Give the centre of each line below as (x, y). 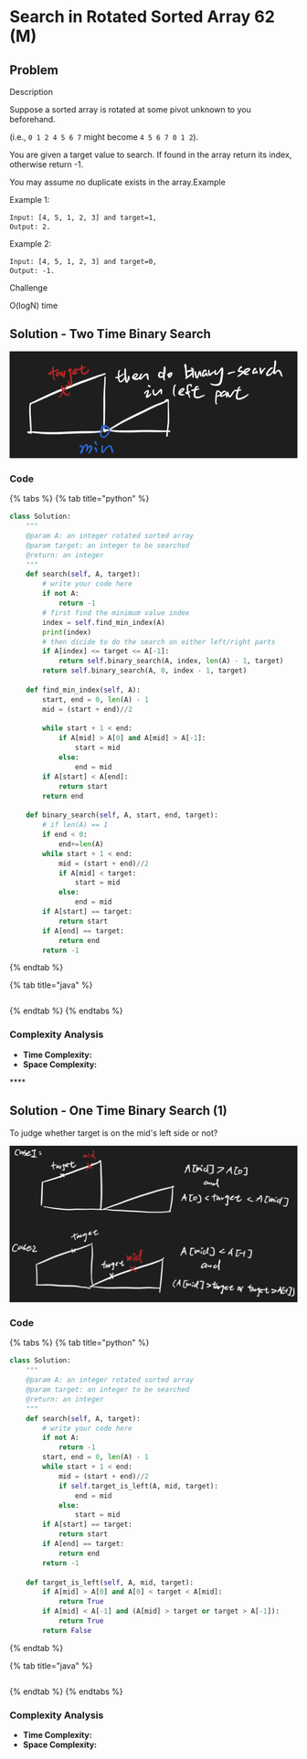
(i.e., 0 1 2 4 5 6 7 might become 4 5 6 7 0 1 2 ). (104, 137)
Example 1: (30, 200)
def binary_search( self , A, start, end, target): (122, 815)
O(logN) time (34, 305)
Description (31, 92)
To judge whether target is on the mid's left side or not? (114, 1133)
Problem (34, 70)
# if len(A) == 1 (75, 825)
